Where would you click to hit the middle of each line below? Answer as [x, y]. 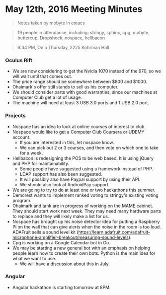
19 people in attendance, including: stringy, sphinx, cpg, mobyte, [83, 32]
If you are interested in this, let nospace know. [67, 142]
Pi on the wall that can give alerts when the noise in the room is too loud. [87, 226]
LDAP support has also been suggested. [61, 174]
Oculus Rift [19, 60]
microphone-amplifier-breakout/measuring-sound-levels [71, 237]
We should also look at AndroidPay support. [65, 184]
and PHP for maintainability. [41, 163]
